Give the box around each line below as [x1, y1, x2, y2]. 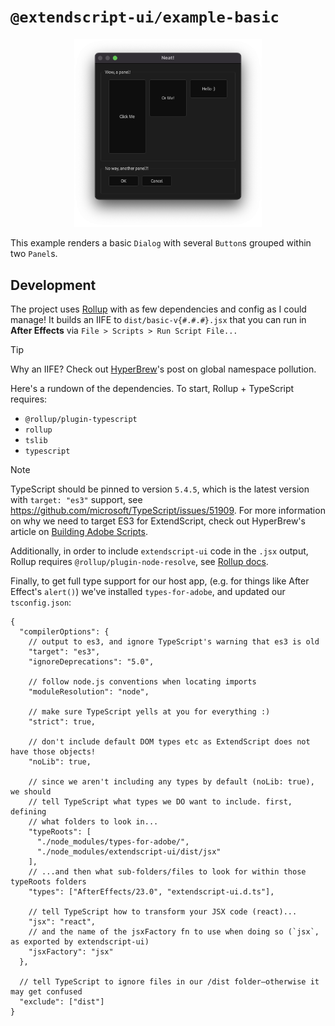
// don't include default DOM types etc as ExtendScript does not [28, 736, 311, 747]
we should [10, 786, 52, 797]
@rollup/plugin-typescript [24, 414, 138, 424]
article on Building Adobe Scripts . [10, 525, 148, 537]
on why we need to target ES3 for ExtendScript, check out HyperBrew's [10, 515, 306, 527]
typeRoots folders [10, 876, 87, 887]
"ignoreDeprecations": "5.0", [28, 656, 155, 667]
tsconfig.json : [10, 596, 72, 608]
